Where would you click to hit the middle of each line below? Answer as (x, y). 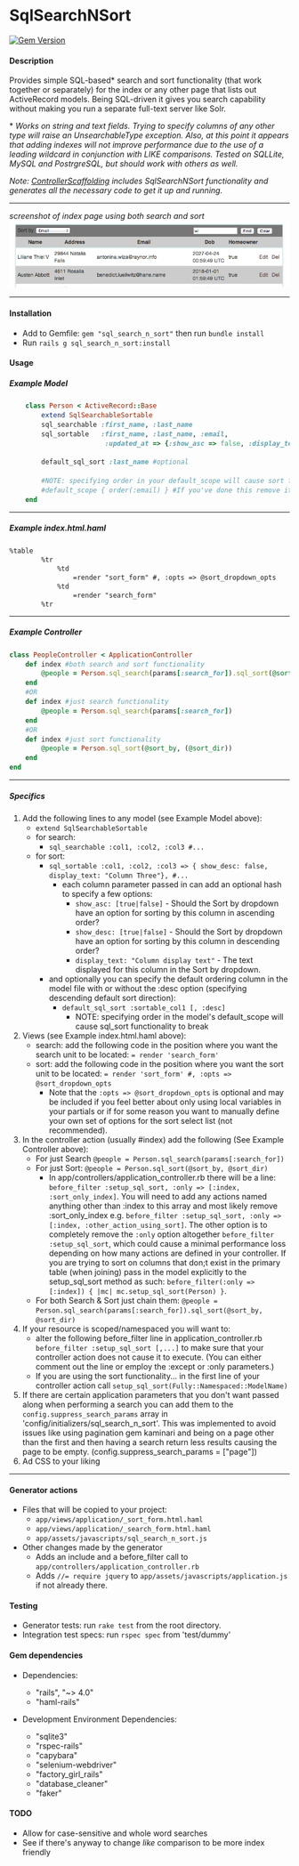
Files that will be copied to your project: (94, 1510)
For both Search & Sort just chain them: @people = (126, 1301)
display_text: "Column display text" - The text (164, 960)
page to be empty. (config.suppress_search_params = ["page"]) (140, 1452)
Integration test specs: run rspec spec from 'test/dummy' (126, 1635)
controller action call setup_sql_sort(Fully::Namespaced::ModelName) (162, 1385)
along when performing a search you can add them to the (128, 1405)
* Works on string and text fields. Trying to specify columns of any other (142, 126)
